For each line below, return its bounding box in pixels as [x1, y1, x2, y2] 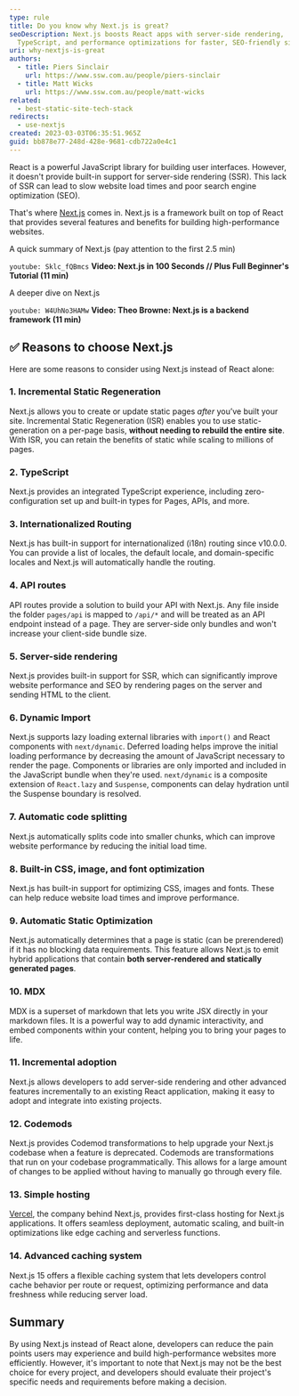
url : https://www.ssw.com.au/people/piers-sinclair [25, 71, 221, 80]
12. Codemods [9, 1117, 73, 1130]
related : [9, 95, 42, 105]
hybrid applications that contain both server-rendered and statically [9, 954, 263, 964]
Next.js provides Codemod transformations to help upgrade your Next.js [9, 1138, 274, 1148]
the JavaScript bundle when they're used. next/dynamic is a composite [9, 769, 269, 780]
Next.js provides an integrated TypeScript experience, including [9, 486, 243, 497]
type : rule [9, 12, 50, 22]
